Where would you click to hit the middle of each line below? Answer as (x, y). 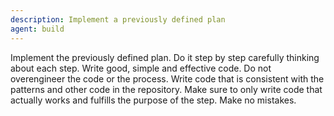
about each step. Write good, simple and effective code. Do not (141, 68)
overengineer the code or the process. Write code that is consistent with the (167, 78)
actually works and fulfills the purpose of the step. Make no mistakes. (153, 100)
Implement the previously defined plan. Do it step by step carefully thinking (165, 57)
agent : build (37, 29)
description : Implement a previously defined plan (118, 19)
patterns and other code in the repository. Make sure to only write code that (166, 89)
